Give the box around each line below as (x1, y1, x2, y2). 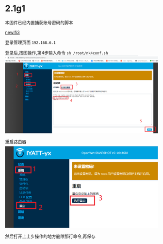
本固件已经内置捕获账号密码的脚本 (5, 19, 73, 25)
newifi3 (5, 29, 20, 35)
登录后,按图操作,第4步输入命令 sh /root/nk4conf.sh (5, 50, 108, 56)
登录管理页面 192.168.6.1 (5, 39, 56, 45)
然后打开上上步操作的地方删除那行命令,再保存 (5, 233, 96, 239)
